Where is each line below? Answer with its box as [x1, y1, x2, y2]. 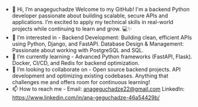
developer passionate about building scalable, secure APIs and [11, 12, 169, 19]
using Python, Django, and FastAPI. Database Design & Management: [11, 40, 184, 47]
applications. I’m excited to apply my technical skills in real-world [11, 19, 173, 25]
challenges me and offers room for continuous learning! [11, 79, 150, 85]
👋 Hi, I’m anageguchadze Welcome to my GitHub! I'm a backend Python [11, 6, 190, 13]
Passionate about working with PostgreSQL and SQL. [11, 47, 144, 53]
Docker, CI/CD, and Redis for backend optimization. [11, 60, 140, 66]
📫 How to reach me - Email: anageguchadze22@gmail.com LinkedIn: [11, 85, 185, 93]
